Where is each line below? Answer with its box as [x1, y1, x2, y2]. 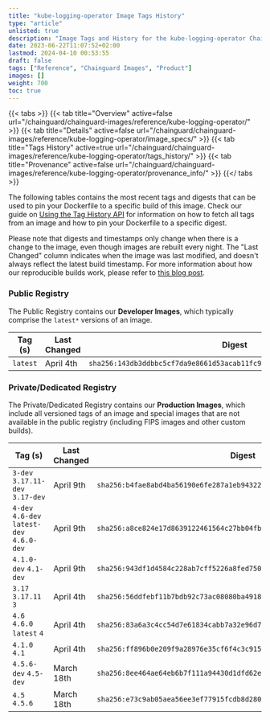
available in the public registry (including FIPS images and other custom [8, 417, 246, 426]
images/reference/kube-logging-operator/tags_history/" [8, 151, 194, 161]
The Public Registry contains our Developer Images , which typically [8, 307, 235, 316]
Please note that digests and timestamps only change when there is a [8, 234, 239, 244]
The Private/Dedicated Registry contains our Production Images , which [8, 400, 246, 409]
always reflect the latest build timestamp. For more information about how [8, 259, 253, 269]
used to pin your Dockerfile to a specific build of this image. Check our [8, 201, 243, 211]
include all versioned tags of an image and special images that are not [8, 408, 240, 418]
